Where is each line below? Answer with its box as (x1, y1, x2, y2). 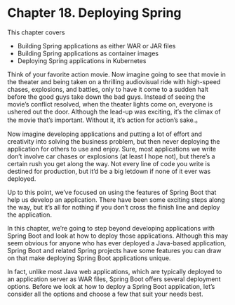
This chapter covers (7, 28, 65, 36)
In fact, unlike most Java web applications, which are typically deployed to (7, 267, 222, 276)
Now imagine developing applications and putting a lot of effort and (7, 130, 202, 138)
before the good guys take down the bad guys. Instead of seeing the (7, 93, 206, 101)
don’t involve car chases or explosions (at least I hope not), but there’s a (7, 152, 215, 161)
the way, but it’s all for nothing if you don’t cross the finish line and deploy (7, 203, 220, 211)
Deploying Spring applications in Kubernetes (17, 56, 147, 65)
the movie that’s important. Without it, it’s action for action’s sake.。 (7, 116, 202, 124)
